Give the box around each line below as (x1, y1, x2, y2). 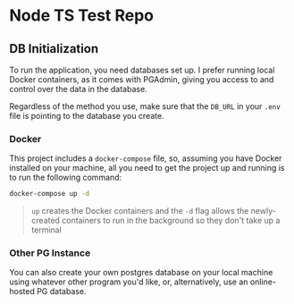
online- (249, 276, 277, 287)
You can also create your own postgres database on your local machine (9, 267, 273, 278)
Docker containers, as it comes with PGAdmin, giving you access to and (9, 74, 274, 85)
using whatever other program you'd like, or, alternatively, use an (9, 276, 248, 287)
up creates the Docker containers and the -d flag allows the (30, 206, 249, 216)
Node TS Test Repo (9, 5, 155, 26)
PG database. (37, 286, 87, 297)
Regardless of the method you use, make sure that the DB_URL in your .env (9, 101, 281, 112)
